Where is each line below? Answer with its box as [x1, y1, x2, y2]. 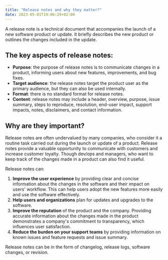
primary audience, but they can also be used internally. [12, 86, 126, 92]
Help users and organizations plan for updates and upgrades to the [12, 197, 153, 203]
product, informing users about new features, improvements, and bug [12, 70, 156, 76]
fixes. [12, 75, 24, 81]
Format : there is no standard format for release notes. [12, 91, 124, 97]
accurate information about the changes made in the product [12, 213, 139, 219]
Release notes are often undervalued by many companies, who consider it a [5, 135, 162, 141]
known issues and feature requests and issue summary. [12, 234, 128, 240]
